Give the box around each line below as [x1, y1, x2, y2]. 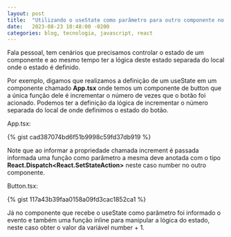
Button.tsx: [7, 182, 38, 191]
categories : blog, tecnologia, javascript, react [7, 29, 154, 37]
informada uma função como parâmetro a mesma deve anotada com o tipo [7, 154, 221, 162]
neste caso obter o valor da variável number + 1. [7, 223, 145, 232]
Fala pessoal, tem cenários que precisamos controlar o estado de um [7, 49, 204, 57]
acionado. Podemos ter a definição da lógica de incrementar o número [7, 98, 209, 107]
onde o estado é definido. [7, 63, 81, 71]
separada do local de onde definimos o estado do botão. [7, 106, 169, 114]
